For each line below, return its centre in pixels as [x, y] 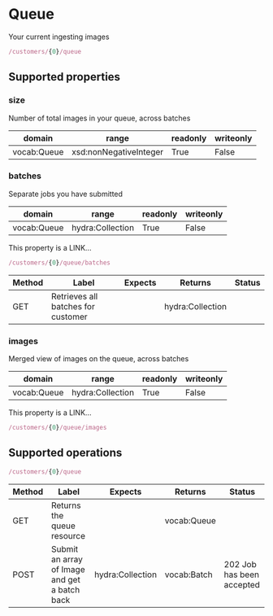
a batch [66, 589]
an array [67, 559]
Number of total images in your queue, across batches [100, 118]
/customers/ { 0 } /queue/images [58, 427]
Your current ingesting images [59, 37]
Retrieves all [75, 296]
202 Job [240, 564]
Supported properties [64, 77]
